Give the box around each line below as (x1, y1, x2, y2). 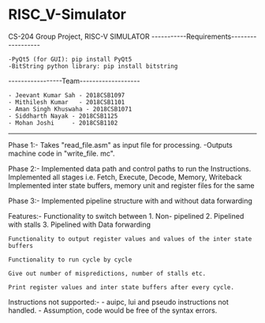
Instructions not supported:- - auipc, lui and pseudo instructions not (8, 297, 229, 306)
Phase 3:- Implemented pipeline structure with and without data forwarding (8, 196, 252, 205)
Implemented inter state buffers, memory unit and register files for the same (8, 180, 255, 190)
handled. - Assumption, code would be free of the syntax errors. (8, 306, 218, 315)
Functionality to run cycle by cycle (8, 255, 132, 264)
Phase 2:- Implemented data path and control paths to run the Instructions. (8, 163, 252, 173)
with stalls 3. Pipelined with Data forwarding (8, 220, 151, 229)
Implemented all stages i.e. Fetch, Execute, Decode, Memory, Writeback (8, 172, 242, 182)
